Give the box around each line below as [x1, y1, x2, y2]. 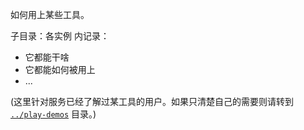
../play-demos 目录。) [10, 108, 97, 120]
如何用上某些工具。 [10, 9, 90, 20]
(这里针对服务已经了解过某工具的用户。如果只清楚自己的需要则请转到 [10, 96, 295, 107]
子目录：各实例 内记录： [10, 30, 110, 42]
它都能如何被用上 [24, 64, 96, 75]
